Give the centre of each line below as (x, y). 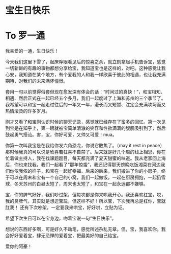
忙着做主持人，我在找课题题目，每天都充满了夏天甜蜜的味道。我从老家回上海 (85, 158)
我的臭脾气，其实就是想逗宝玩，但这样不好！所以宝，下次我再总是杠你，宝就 (85, 201)
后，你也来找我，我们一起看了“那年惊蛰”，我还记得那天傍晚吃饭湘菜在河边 (83, 165)
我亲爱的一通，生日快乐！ (32, 51)
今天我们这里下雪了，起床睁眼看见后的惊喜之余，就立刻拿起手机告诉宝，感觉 (85, 62)
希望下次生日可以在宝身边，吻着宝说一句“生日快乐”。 (61, 218)
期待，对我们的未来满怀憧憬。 (36, 81)
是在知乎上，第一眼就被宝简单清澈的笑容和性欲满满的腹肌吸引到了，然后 (90, 128)
